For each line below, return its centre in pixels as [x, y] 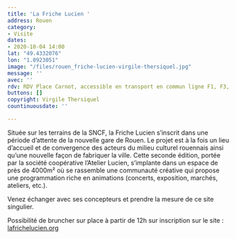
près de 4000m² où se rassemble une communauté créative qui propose [113, 170]
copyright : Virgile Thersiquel [54, 100]
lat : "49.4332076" [34, 54]
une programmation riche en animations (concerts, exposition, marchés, [113, 177]
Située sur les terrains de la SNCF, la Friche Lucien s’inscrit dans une [108, 133]
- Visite [20, 34]
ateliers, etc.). [27, 185]
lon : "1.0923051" [33, 60]
